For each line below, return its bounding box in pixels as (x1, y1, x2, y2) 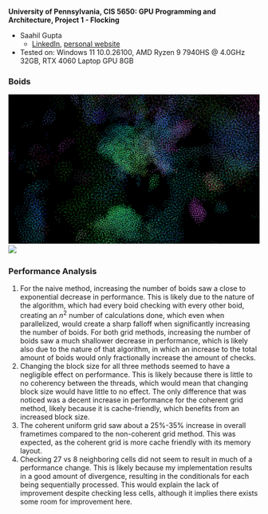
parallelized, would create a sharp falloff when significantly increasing (19, 319, 250, 328)
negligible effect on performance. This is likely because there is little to (19, 370, 253, 379)
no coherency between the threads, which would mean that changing (19, 378, 249, 387)
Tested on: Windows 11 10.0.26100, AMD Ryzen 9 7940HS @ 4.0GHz (19, 48, 246, 57)
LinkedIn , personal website (31, 39, 120, 49)
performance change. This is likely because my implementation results (19, 462, 253, 473)
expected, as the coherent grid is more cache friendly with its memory (19, 437, 251, 447)
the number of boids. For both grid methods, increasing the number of (19, 327, 251, 337)
